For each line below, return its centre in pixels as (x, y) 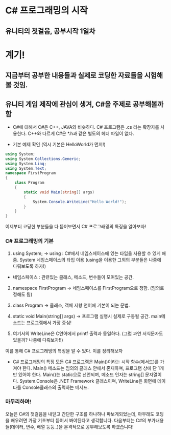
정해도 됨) (22, 294)
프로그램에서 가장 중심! (49, 322)
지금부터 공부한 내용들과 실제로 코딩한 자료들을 (74, 76)
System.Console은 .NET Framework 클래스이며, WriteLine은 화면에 (88, 381)
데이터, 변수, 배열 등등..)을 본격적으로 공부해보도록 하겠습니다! (72, 427)
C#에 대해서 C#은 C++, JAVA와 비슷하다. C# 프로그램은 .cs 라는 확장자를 (86, 127)
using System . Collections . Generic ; (43, 159)
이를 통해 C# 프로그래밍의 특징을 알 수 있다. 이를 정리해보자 (64, 351)
